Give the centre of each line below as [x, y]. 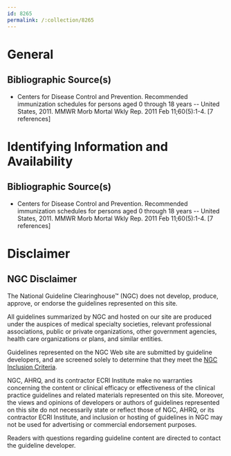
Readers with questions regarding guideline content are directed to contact [114, 438]
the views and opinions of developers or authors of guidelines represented [113, 402]
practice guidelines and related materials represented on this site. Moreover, [116, 395]
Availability [40, 161]
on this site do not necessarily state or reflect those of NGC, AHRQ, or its [111, 410]
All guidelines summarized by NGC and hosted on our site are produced [110, 317]
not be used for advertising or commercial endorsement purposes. [102, 424]
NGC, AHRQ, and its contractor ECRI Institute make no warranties [100, 380]
